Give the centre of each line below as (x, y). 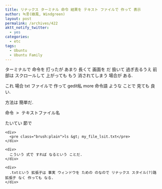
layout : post (18, 19)
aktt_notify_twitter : (27, 28)
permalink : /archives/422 (31, 23)
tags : (11, 46)
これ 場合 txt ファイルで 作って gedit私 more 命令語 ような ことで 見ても (77, 86)
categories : (17, 37)
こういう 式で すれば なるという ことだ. (46, 155)
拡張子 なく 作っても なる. (29, 178)
